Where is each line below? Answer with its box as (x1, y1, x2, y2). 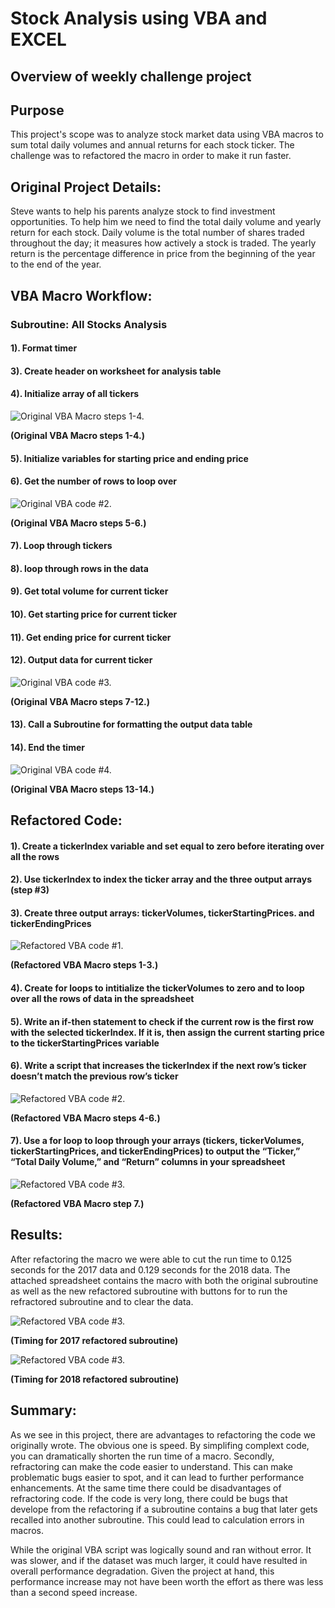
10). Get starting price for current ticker (10, 608, 178, 621)
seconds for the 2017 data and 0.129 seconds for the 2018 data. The (10, 1263, 291, 1276)
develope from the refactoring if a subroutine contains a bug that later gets (10, 1503, 318, 1515)
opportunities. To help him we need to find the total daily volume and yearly (10, 216, 322, 228)
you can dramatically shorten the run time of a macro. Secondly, (10, 1450, 275, 1462)
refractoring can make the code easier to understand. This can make (10, 1460, 294, 1472)
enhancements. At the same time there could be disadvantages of (10, 1482, 282, 1494)
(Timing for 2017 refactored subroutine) (10, 1334, 179, 1346)
